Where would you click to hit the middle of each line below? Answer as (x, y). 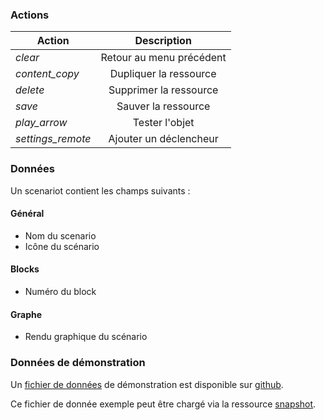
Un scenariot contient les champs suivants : (100, 190)
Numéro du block (60, 291)
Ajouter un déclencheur (163, 139)
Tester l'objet (163, 123)
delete (30, 90)
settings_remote (53, 139)
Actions (30, 15)
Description (163, 41)
